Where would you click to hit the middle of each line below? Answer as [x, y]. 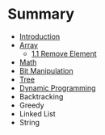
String [29, 122]
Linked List [37, 113]
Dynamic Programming [57, 88]
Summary [41, 14]
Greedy [32, 105]
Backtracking [41, 96]
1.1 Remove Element [64, 53]
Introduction [40, 36]
